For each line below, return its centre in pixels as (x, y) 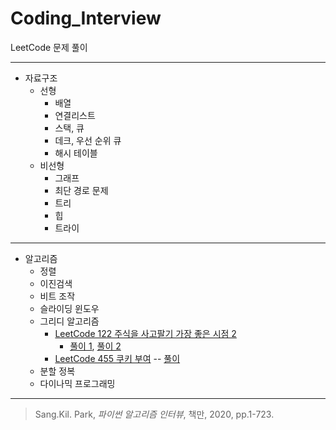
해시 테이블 (76, 153)
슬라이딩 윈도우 (69, 308)
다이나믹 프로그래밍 (77, 383)
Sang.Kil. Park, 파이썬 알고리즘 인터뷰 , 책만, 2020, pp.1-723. (154, 414)
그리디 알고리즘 (69, 321)
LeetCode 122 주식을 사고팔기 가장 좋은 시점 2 (145, 333)
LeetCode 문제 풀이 (49, 47)
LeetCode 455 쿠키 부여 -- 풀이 (117, 358)
